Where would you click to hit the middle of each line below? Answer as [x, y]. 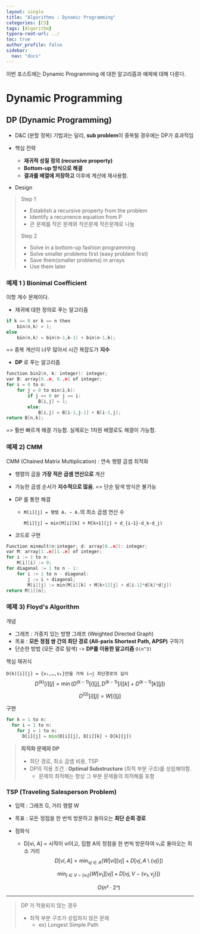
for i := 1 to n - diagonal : [53, 574]
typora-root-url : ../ [33, 34]
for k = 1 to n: [26, 720]
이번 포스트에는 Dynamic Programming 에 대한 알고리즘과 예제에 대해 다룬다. [96, 74]
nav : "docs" [26, 56]
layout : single [25, 12]
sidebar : [17, 51]
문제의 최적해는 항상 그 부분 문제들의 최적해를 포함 [96, 776]
